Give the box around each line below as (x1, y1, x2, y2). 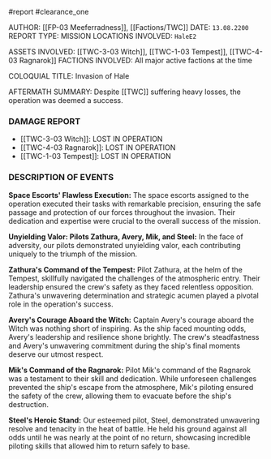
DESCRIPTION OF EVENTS (8, 172, 114, 183)
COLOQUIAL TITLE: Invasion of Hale (8, 71, 130, 80)
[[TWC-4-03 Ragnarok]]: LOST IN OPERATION (19, 143, 176, 152)
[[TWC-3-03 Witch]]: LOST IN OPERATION (19, 134, 163, 144)
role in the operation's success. (8, 299, 114, 309)
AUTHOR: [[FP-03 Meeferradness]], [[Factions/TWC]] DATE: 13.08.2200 (8, 23, 249, 32)
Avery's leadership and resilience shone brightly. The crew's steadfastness (8, 332, 260, 341)
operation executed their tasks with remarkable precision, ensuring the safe (8, 199, 261, 208)
